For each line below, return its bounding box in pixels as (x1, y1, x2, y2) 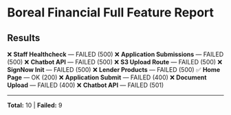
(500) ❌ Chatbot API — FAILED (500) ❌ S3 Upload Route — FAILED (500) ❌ (7, 58, 223, 66)
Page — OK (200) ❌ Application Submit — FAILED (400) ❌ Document (7, 73, 207, 81)
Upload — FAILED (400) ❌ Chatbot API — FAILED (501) (7, 81, 164, 89)
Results (7, 32, 41, 44)
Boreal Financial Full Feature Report (7, 5, 214, 21)
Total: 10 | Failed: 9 (7, 101, 63, 109)
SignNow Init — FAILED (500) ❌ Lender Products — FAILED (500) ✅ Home (7, 66, 221, 73)
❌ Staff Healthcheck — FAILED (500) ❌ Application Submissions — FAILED (7, 50, 224, 58)
